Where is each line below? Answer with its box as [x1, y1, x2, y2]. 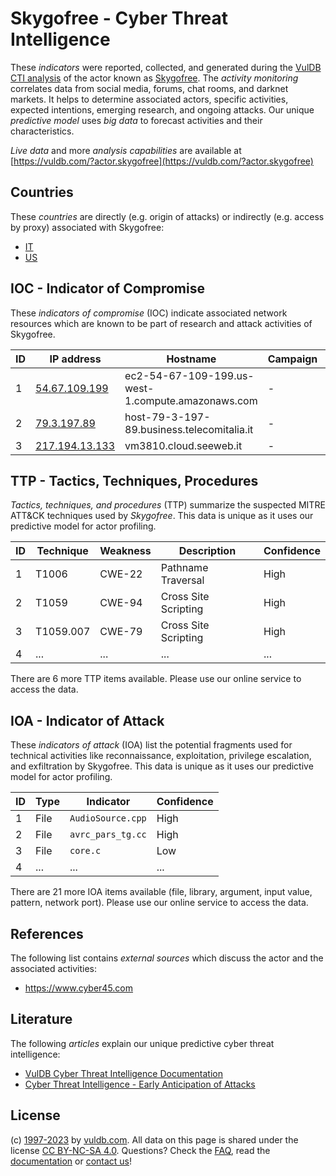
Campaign [267, 352, 318, 366]
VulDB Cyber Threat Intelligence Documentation [24, 1067, 224, 1079]
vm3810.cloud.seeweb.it [124, 438, 243, 452]
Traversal [160, 573, 205, 587]
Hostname [166, 352, 217, 366]
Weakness [99, 544, 152, 558]
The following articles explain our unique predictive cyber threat [10, 1037, 275, 1049]
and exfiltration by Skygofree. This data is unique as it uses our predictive [10, 760, 314, 772]
